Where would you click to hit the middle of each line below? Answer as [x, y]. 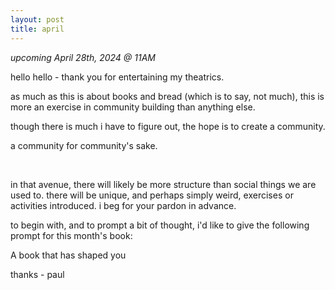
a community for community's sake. [84, 145]
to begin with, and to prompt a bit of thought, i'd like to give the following [160, 225]
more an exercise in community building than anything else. [133, 107]
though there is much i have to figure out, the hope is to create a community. [168, 126]
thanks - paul [37, 274]
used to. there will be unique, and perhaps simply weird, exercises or [152, 195]
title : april [37, 29]
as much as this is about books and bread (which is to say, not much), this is [167, 96]
